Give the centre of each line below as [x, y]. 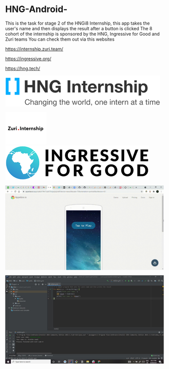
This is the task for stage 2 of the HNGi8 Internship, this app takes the [77, 23]
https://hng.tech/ [23, 68]
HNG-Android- [36, 9]
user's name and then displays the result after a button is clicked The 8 [79, 28]
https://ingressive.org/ [28, 58]
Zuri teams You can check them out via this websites [60, 39]
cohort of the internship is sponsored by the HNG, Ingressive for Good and [82, 34]
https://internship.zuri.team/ [34, 49]
